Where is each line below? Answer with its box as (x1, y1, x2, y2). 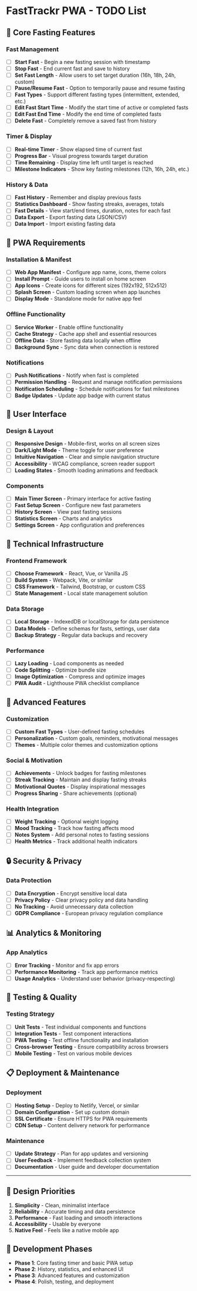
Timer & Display (6, 132, 52, 140)
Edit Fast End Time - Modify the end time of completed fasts (14, 110, 162, 118)
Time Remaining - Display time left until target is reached (14, 159, 154, 166)
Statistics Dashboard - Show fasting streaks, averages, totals (14, 201, 165, 208)
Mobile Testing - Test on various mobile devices (14, 1050, 133, 1057)
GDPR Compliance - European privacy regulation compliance (14, 910, 163, 917)
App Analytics (6, 948, 48, 956)
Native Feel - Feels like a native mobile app (14, 1227, 119, 1234)
